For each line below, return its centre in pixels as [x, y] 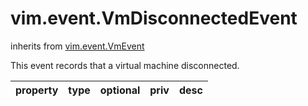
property [37, 90]
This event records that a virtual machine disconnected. [125, 65]
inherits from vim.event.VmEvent [77, 46]
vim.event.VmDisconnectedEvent [154, 18]
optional [120, 90]
